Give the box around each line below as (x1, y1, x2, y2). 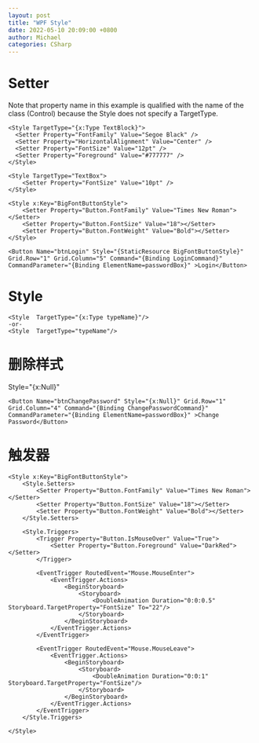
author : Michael (8, 33, 61, 42)
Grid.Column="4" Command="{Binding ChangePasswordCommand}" (8, 404, 210, 412)
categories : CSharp (8, 41, 72, 49)
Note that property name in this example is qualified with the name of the (8, 101, 245, 110)
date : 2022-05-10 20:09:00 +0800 (8, 26, 118, 34)
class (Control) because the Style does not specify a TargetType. (8, 109, 218, 119)
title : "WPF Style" (8, 19, 72, 27)
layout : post (8, 11, 51, 20)
